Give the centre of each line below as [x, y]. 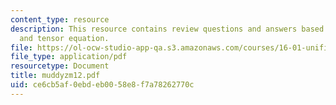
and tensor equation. [64, 38]
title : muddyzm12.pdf [55, 76]
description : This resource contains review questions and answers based [167, 29]
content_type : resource [60, 19]
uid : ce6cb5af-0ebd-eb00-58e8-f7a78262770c [102, 85]
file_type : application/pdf [69, 57]
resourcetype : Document [60, 66]
